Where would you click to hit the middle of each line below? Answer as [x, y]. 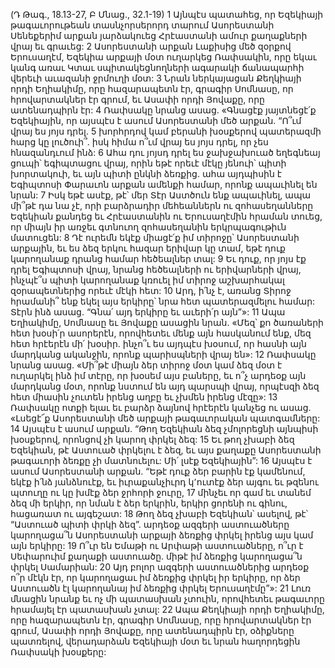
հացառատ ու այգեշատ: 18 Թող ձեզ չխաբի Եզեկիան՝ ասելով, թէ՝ [159, 513]
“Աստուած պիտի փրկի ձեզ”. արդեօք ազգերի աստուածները [150, 524]
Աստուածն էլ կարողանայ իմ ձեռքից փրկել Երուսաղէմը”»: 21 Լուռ [161, 588]
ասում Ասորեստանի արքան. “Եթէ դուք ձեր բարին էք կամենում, [158, 471]
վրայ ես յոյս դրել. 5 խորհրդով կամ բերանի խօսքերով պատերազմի [166, 131]
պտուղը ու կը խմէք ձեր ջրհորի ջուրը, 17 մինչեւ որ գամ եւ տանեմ [161, 492]
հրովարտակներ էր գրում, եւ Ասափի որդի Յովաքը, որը [137, 99]
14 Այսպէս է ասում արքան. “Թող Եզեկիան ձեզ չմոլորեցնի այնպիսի [164, 428]
